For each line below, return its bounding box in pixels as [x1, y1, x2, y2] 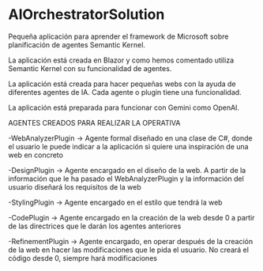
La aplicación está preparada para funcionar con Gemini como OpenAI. [8, 103, 239, 112]
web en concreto [8, 150, 63, 160]
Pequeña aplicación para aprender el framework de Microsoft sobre [8, 32, 229, 41]
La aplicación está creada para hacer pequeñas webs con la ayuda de [8, 79, 236, 88]
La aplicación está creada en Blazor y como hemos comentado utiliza [8, 55, 235, 65]
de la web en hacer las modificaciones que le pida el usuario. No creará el [8, 245, 249, 254]
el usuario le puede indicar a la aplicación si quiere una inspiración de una [8, 141, 249, 151]
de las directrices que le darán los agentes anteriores [8, 221, 182, 231]
